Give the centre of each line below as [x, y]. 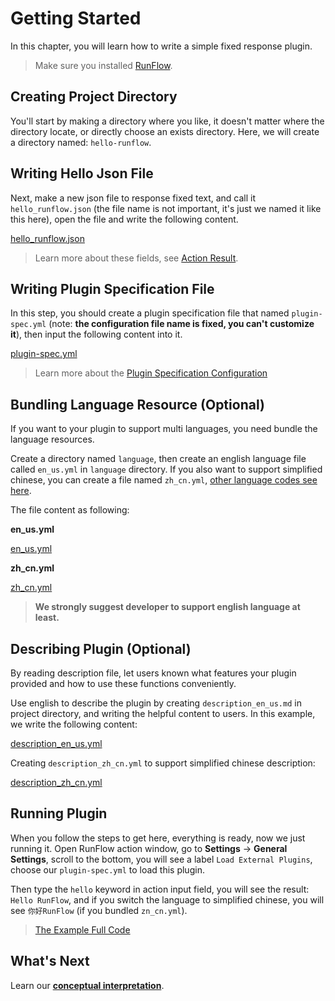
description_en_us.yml [56, 743]
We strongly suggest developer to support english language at [167, 607]
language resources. [52, 439]
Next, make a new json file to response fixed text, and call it [133, 198]
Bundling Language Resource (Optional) [137, 404]
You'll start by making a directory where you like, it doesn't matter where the [167, 121]
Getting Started [76, 18]
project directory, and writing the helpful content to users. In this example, [163, 713]
